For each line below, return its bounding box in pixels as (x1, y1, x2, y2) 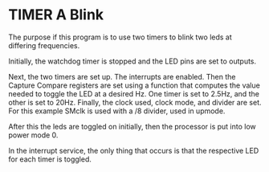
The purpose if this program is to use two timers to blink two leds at (8, 32, 233, 42)
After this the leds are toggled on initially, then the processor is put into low (8, 121, 257, 131)
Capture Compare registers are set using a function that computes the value (8, 80, 261, 90)
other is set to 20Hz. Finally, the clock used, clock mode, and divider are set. (8, 97, 262, 107)
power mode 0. (8, 130, 59, 140)
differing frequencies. (8, 40, 80, 50)
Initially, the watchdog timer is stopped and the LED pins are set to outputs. (8, 56, 257, 66)
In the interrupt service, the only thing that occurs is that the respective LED (8, 145, 259, 155)
